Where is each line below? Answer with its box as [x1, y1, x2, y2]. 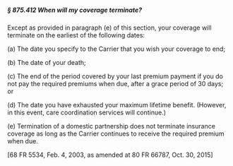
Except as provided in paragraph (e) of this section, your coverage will [7, 23, 212, 32]
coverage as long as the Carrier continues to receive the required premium [7, 129, 225, 138]
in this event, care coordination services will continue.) [7, 108, 167, 117]
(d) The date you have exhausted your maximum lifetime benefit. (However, [7, 100, 227, 109]
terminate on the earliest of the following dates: [7, 30, 145, 39]
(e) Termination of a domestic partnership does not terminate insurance [7, 121, 215, 130]
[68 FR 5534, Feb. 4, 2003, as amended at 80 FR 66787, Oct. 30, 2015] [7, 150, 213, 159]
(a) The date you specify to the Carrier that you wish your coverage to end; [7, 45, 226, 53]
